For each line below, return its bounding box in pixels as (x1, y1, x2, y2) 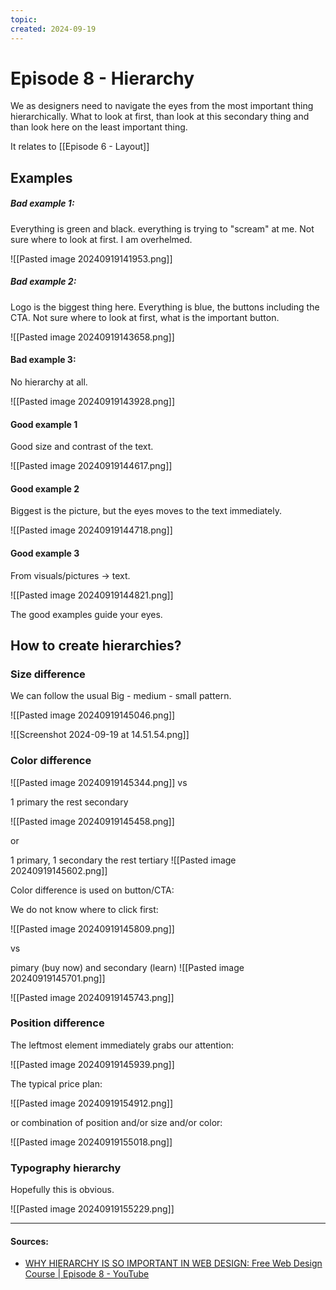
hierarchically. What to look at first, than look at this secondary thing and (10, 111, 310, 123)
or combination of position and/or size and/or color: (10, 1116, 223, 1128)
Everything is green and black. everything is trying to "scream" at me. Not (10, 222, 315, 235)
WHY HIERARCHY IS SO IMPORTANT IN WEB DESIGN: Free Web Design (24, 1257, 323, 1270)
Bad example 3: (10, 354, 77, 366)
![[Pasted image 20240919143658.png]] (10, 331, 175, 343)
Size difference (10, 667, 86, 681)
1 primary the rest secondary (10, 796, 129, 808)
